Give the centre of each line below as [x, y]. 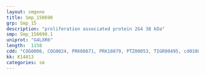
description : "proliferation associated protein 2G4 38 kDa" [86, 29]
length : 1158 [24, 46]
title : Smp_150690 [30, 18]
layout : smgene [26, 12]
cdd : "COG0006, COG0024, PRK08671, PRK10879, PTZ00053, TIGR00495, [94, 51]
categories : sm [26, 62]
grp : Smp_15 [21, 23]
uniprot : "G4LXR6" [30, 40]
